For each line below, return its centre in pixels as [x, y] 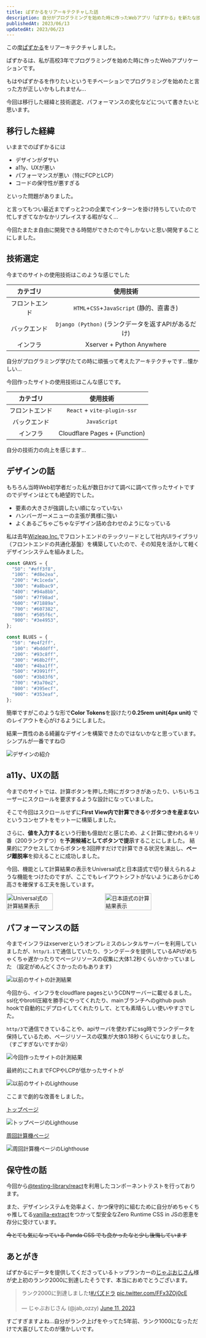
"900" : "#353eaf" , [36, 694]
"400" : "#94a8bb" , [36, 592]
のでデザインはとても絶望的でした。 [52, 495]
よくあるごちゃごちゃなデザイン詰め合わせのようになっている [93, 523]
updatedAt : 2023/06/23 [35, 29]
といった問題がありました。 [41, 196]
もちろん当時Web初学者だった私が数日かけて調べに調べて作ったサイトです [101, 487]
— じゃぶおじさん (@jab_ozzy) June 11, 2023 [78, 1308]
